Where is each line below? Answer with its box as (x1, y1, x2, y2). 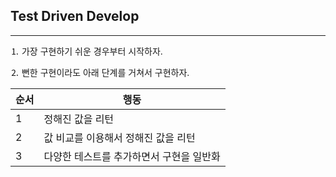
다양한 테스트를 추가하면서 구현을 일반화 (43, 149, 221, 163)
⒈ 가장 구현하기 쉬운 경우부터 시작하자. (10, 45, 163, 57)
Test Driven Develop (10, 8, 140, 25)
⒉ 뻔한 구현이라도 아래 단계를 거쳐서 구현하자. (10, 66, 190, 78)
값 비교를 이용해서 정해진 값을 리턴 (43, 130, 196, 144)
